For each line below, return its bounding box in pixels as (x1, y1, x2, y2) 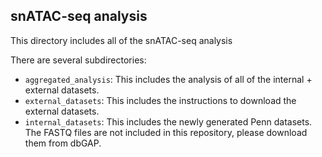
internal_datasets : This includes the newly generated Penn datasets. (24, 115, 313, 128)
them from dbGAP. (24, 137, 102, 149)
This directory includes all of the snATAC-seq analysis (10, 34, 233, 46)
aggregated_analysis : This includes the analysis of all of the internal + (24, 73, 313, 85)
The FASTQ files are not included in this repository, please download (24, 126, 308, 138)
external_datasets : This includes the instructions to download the (24, 94, 297, 106)
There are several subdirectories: (10, 54, 147, 66)
